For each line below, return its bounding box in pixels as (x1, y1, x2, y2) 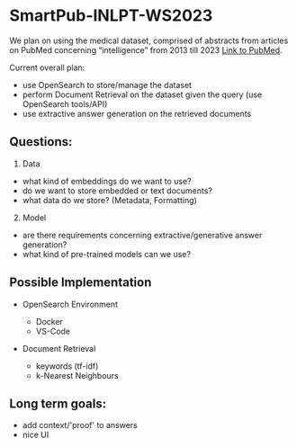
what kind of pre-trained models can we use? (22, 248, 192, 259)
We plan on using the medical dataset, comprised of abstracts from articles (9, 35, 289, 46)
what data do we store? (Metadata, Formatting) (22, 194, 198, 205)
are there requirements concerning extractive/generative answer (22, 229, 263, 240)
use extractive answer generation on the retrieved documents (22, 108, 252, 119)
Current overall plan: (9, 62, 85, 73)
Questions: (9, 134, 73, 149)
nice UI (22, 429, 49, 441)
